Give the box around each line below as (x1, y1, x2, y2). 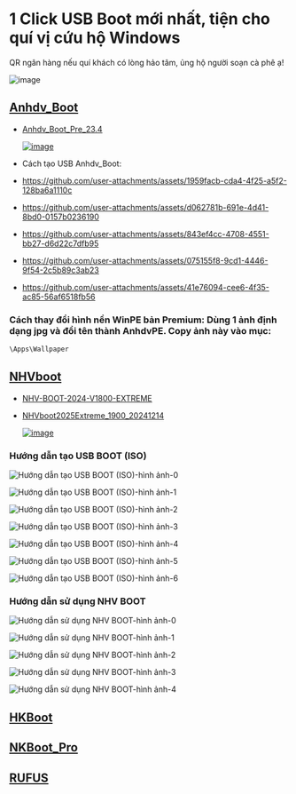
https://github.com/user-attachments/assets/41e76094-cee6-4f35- (21, 282, 270, 292)
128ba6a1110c (21, 185, 73, 195)
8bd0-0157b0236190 (21, 211, 100, 222)
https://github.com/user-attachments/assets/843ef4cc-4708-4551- (21, 228, 269, 239)
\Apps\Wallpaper (9, 345, 69, 354)
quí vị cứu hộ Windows (9, 28, 181, 48)
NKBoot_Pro (9, 740, 78, 755)
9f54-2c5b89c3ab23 (21, 265, 99, 275)
